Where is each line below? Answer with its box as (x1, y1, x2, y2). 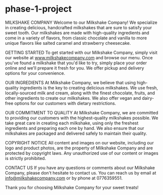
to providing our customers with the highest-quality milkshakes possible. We (5, 115, 159, 121)
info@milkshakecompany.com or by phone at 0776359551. (5, 175, 123, 181)
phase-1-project (5, 3, 72, 15)
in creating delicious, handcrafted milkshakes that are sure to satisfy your (5, 24, 152, 30)
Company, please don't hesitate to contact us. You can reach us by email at (5, 170, 157, 176)
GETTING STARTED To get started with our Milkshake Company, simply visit (5, 50, 158, 55)
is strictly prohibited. (5, 155, 46, 161)
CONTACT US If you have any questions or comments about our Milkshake (5, 164, 155, 171)
